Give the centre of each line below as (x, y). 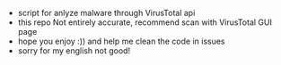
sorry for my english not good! (74, 51)
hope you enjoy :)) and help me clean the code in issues (122, 41)
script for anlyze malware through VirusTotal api (106, 13)
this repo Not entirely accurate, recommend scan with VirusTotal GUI (145, 22)
